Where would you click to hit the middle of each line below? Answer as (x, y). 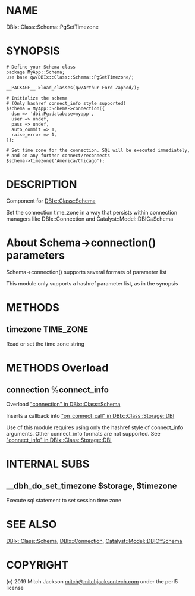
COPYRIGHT (37, 565)
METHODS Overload (57, 368)
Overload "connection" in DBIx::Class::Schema (63, 404)
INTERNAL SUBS (48, 464)
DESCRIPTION (42, 184)
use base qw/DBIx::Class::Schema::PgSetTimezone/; (70, 77)
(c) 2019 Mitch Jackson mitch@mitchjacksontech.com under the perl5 (92, 581)
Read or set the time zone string (45, 344)
